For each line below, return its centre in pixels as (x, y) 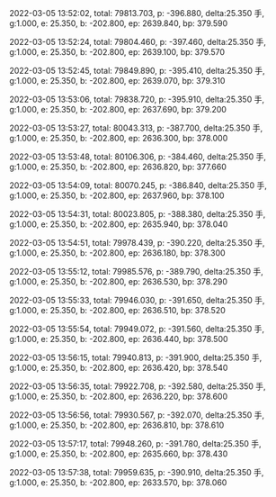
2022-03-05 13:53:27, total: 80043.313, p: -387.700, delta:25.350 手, (136, 128)
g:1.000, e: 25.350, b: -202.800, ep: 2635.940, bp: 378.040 (119, 224)
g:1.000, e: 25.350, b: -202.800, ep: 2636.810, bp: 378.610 (117, 425)
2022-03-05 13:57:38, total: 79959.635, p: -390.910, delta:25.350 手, (137, 472)
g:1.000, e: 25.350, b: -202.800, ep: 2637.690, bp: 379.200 (118, 109)
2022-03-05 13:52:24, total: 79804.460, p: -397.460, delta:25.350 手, (138, 42)
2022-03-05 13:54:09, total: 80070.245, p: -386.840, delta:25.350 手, (138, 185)
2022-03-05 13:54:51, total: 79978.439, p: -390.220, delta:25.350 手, (137, 243)
